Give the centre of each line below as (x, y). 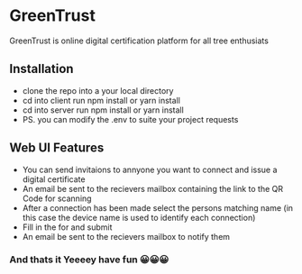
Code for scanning (57, 198)
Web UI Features (57, 148)
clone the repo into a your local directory (98, 90)
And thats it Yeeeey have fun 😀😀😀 (89, 260)
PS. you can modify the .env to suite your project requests (130, 119)
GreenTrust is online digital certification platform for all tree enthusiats (139, 41)
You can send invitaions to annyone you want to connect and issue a (150, 169)
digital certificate (54, 179)
